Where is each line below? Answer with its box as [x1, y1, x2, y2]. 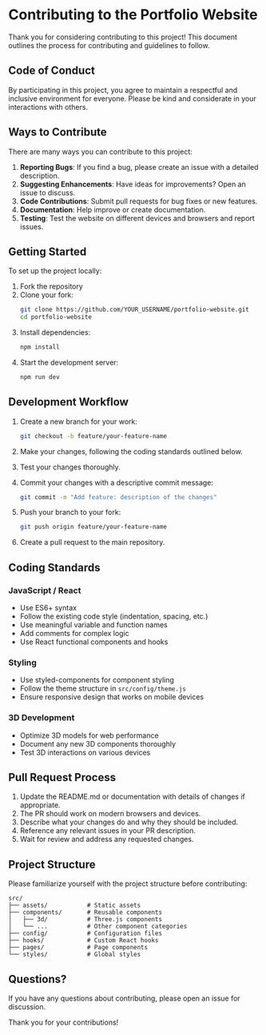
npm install [19, 343, 60, 352]
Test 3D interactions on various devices [19, 747, 151, 757]
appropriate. [19, 800, 62, 810]
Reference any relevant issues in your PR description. [19, 826, 196, 836]
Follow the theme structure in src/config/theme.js [19, 683, 186, 694]
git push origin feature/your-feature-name [19, 523, 168, 531]
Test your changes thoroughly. [19, 462, 121, 472]
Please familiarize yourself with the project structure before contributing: [8, 879, 248, 888]
